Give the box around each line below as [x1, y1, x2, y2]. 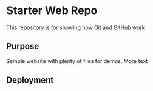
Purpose [6, 41, 39, 52]
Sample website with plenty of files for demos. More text [6, 57, 148, 64]
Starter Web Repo [6, 4, 98, 18]
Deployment [6, 75, 54, 86]
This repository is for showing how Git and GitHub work [6, 24, 145, 31]
